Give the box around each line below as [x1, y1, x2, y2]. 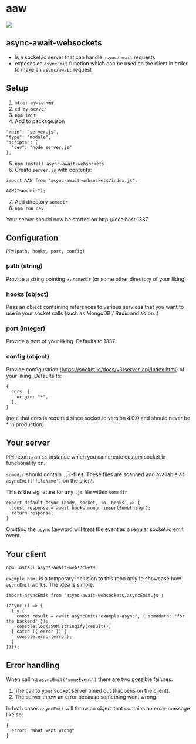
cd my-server [14, 106, 47, 112]
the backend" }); [6, 619, 49, 625]
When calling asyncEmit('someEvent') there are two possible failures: [6, 676, 173, 683]
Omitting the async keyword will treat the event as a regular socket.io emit [6, 526, 184, 533]
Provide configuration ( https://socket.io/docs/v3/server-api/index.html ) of [6, 366, 185, 373]
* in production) [6, 420, 45, 428]
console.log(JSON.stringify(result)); [16, 623, 111, 630]
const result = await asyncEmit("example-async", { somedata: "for [16, 613, 185, 619]
